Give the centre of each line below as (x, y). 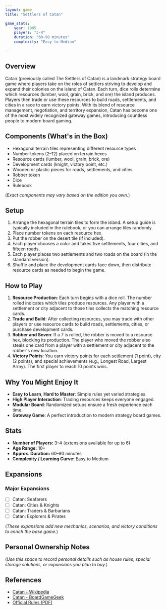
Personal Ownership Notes (48, 547)
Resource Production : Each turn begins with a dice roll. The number (82, 298)
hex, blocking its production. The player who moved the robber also (82, 340)
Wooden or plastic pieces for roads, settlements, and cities (72, 169)
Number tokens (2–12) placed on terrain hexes (59, 153)
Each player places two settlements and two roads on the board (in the (84, 254)
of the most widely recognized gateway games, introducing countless (76, 115)
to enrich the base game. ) (32, 531)
